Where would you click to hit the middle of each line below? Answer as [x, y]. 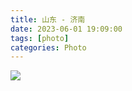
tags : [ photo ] [40, 38]
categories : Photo [48, 47]
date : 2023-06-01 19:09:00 [66, 29]
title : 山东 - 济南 [48, 19]
